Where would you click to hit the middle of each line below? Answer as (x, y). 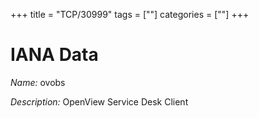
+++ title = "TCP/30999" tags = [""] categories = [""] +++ (130, 14)
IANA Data (54, 55)
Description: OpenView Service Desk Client (99, 101)
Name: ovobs (38, 82)
